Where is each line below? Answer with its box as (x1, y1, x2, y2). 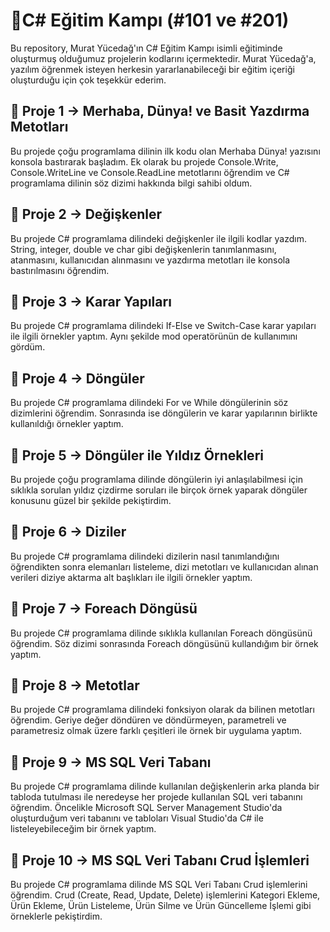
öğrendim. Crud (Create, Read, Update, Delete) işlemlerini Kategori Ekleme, (10, 889, 321, 901)
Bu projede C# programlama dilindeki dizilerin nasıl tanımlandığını (10, 550, 280, 562)
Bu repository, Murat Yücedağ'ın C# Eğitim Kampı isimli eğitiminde (10, 42, 283, 54)
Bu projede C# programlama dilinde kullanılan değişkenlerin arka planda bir (10, 780, 320, 793)
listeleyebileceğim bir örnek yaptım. (10, 823, 157, 835)
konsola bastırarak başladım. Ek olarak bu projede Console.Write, (10, 155, 279, 168)
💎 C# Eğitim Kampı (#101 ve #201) (10, 9, 290, 32)
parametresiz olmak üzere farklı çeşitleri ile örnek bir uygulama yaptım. (10, 725, 303, 737)
